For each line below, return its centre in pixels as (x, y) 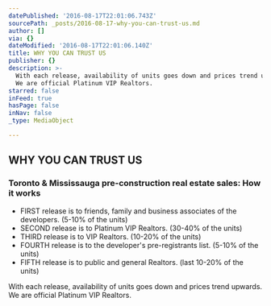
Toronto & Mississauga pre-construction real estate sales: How (135, 184)
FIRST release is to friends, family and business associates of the (128, 211)
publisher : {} (32, 61)
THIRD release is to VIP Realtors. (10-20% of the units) (110, 236)
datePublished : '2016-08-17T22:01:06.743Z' (83, 16)
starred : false (34, 91)
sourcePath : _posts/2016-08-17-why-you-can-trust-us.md (104, 23)
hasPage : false (34, 105)
